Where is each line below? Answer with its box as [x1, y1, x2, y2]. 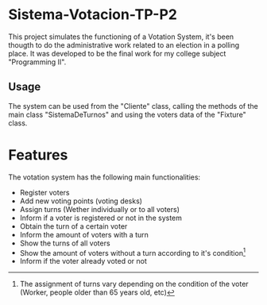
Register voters [19, 187, 70, 197]
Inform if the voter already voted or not [19, 257, 147, 266]
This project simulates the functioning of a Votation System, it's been [8, 32, 234, 41]
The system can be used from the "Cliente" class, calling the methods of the [8, 101, 258, 110]
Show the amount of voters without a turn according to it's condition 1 [19, 246, 246, 257]
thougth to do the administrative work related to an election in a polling [8, 40, 240, 49]
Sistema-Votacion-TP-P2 [8, 6, 177, 24]
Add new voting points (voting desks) [19, 196, 143, 206]
